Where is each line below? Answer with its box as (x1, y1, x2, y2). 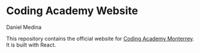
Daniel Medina (6, 24, 42, 31)
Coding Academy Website (6, 4, 139, 18)
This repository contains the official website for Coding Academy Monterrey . (6, 35, 195, 42)
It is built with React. (6, 41, 56, 48)
